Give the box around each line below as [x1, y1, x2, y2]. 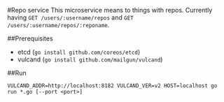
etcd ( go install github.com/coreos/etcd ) [17, 48, 141, 56]
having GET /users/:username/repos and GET [7, 13, 134, 22]
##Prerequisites [7, 34, 54, 43]
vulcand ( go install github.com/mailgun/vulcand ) [17, 55, 163, 64]
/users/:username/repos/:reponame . [7, 21, 110, 29]
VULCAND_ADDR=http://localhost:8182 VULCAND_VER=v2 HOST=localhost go [7, 82, 218, 89]
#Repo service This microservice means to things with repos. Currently [7, 6, 213, 14]
